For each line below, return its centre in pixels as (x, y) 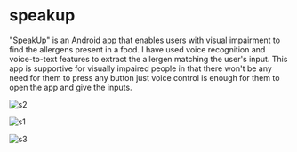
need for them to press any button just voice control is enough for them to (144, 77)
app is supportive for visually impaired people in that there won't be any (141, 68)
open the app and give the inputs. (71, 87)
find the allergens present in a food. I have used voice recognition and (137, 49)
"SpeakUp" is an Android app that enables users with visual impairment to (145, 40)
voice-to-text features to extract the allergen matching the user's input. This (148, 59)
